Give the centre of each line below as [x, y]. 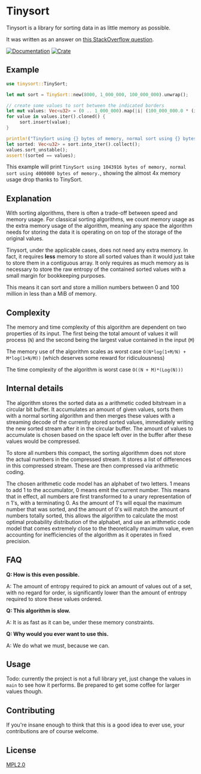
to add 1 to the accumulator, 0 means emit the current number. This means [98, 490]
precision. [19, 541]
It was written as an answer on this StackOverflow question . [80, 39]
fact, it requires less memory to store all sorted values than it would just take [100, 257]
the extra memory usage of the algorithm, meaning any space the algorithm [99, 226]
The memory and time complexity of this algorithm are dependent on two [96, 327]
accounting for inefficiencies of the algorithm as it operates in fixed [89, 535]
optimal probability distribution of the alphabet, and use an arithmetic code [98, 522]
